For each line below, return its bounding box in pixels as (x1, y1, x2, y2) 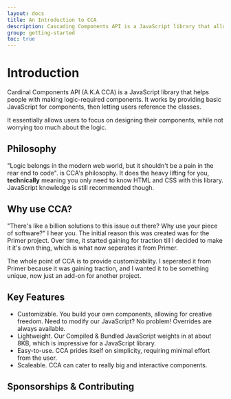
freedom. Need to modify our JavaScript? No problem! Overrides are (16, 317, 212, 325)
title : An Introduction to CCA (7, 17, 97, 23)
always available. (16, 324, 66, 332)
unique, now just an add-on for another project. (7, 271, 142, 279)
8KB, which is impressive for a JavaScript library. (16, 338, 156, 347)
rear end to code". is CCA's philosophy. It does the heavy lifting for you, (7, 169, 210, 177)
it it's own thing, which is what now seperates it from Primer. (7, 244, 178, 252)
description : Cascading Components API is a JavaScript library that (7, 23, 211, 30)
